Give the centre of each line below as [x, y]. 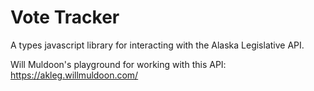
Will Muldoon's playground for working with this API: [118, 64]
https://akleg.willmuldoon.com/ [74, 75]
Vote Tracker [65, 17]
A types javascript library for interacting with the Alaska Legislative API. [157, 45]
